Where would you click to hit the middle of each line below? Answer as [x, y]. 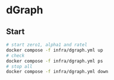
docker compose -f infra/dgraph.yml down [57, 72]
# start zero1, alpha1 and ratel [47, 45]
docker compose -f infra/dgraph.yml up [55, 50]
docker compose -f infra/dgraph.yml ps [55, 61]
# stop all [19, 66]
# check [15, 56]
